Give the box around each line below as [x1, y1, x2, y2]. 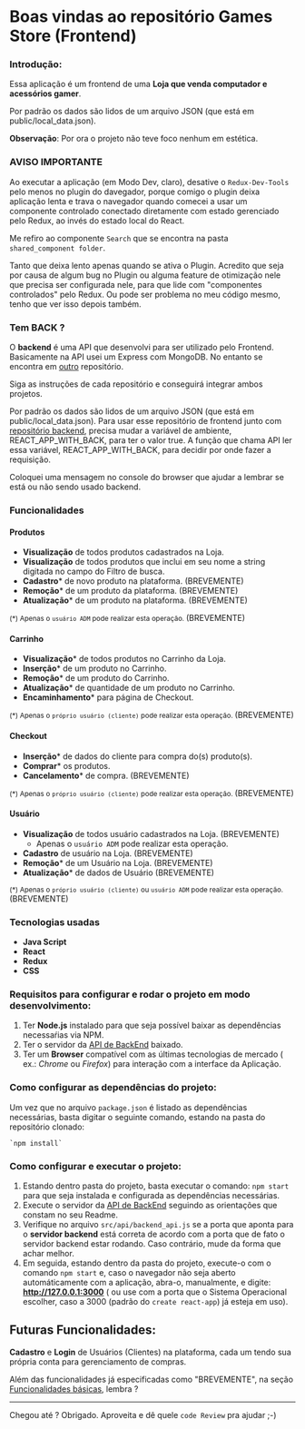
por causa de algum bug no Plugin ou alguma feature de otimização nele [9, 270, 281, 281]
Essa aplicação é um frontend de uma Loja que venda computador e [9, 79, 268, 90]
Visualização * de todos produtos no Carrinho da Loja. [22, 654, 227, 665]
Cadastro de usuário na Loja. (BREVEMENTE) [22, 847, 193, 859]
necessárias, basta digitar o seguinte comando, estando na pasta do [9, 1111, 266, 1122]
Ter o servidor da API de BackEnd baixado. [22, 1040, 183, 1050]
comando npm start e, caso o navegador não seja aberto [22, 1267, 236, 1277]
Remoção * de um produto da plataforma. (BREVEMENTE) [22, 586, 239, 596]
